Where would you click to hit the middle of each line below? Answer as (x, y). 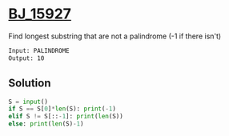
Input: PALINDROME (39, 50)
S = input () (28, 102)
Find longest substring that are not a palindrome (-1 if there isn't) (115, 36)
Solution (30, 84)
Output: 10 (26, 58)
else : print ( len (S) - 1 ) (46, 124)
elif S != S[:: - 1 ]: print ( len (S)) (66, 117)
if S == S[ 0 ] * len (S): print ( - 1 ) (62, 109)
